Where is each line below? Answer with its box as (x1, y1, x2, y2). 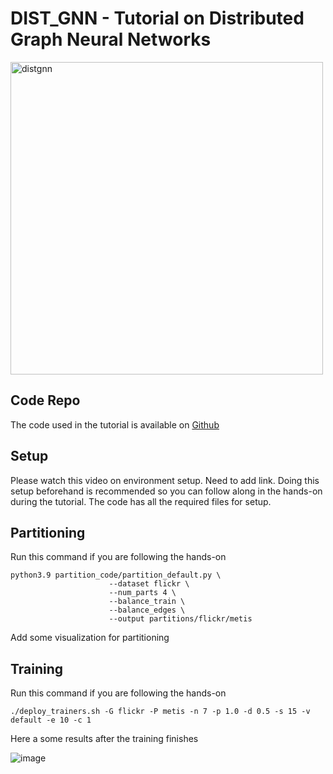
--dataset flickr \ (108, 579, 190, 589)
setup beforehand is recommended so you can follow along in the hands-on (10, 485, 323, 497)
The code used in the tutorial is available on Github (10, 418, 220, 431)
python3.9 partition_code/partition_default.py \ (10, 570, 222, 581)
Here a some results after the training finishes (10, 733, 199, 745)
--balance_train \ (108, 597, 186, 607)
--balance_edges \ (108, 605, 186, 616)
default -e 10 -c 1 (10, 715, 92, 726)
